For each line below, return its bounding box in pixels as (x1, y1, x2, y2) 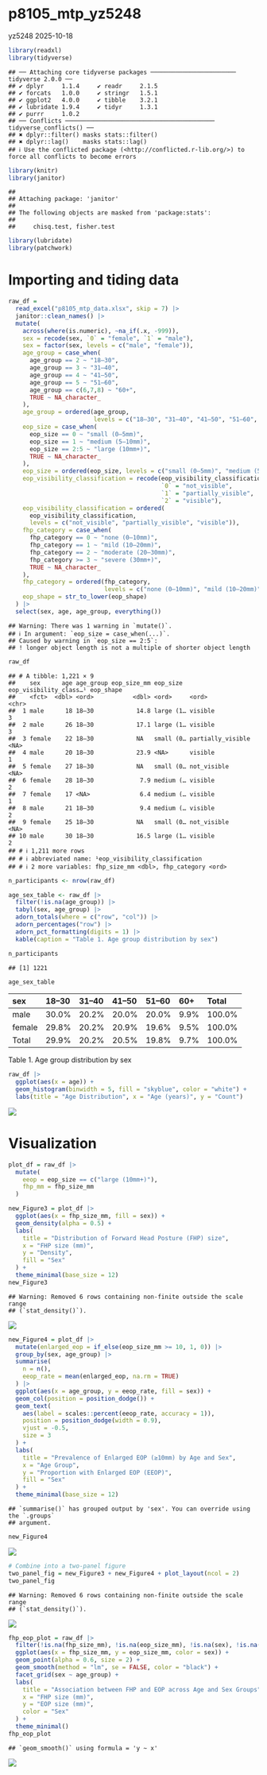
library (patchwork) (8, 244, 73, 253)
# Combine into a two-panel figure (8, 1562, 126, 1570)
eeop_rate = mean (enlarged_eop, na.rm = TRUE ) (22, 1372, 180, 1381)
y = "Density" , (22, 1249, 73, 1257)
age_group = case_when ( (22, 349, 102, 358)
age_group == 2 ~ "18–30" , (29, 357, 119, 365)
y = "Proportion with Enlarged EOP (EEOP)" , (22, 1468, 172, 1476)
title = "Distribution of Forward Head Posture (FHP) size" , (22, 1234, 229, 1242)
